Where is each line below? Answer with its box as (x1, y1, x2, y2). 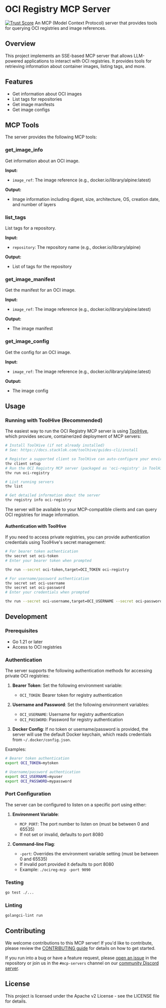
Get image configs (12, 107, 50, 113)
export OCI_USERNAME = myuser (5, 774, 63, 779)
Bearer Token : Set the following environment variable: (12, 683, 123, 689)
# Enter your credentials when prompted (5, 590, 90, 595)
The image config (12, 388, 48, 394)
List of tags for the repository (12, 263, 72, 269)
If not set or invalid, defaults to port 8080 (19, 831, 104, 837)
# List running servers (5, 479, 54, 484)
